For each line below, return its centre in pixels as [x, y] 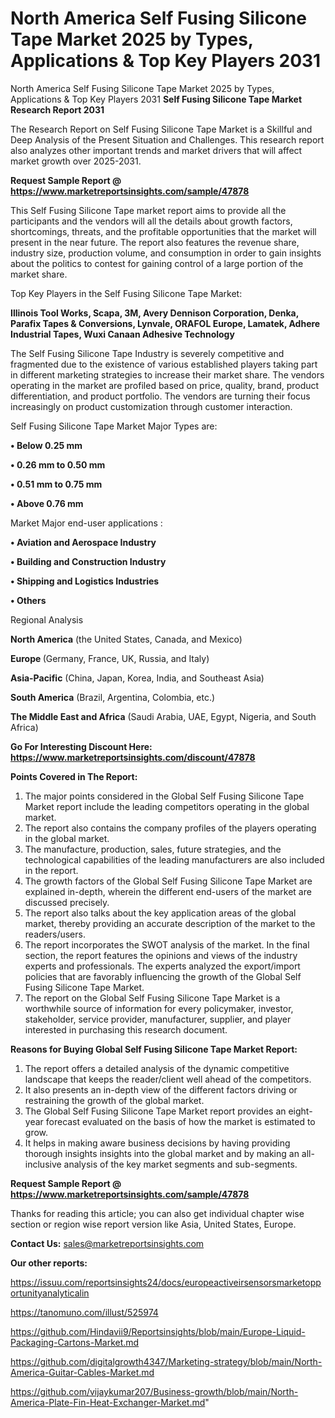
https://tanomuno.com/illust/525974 [84, 1312]
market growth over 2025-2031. [76, 161]
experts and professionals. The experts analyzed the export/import [162, 966]
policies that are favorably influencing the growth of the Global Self [163, 976]
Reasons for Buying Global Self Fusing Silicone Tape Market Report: [154, 1049]
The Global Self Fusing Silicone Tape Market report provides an [155, 1111]
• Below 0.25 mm [46, 445]
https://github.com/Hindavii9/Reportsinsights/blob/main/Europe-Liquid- [158, 1331]
